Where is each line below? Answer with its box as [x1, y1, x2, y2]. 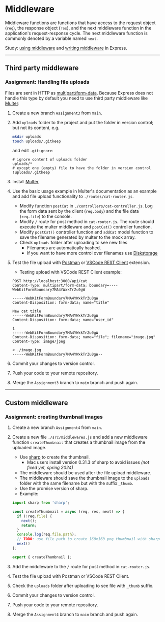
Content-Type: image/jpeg [12, 339, 65, 344]
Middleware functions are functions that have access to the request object [5, 20, 156, 26]
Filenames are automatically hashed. [27, 245, 101, 251]
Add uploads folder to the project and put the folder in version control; [12, 119, 154, 125]
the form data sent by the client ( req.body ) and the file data [19, 208, 139, 214]
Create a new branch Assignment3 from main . [12, 110, 102, 116]
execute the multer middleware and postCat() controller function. [19, 224, 152, 230]
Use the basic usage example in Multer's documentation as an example [12, 188, 157, 194]
